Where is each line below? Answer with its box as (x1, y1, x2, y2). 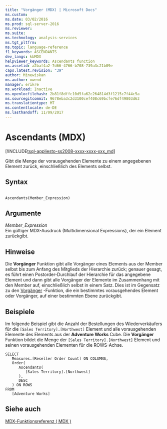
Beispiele (5, 307, 35, 316)
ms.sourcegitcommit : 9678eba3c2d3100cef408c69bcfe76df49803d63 (5, 96, 140, 101)
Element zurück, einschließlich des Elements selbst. (5, 163, 112, 169)
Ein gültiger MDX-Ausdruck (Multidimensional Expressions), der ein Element (5, 228, 161, 234)
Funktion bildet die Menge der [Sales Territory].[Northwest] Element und (5, 337, 160, 343)
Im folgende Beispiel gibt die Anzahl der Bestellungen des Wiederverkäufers (5, 321, 162, 327)
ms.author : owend (5, 77, 41, 82)
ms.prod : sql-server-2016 (5, 21, 59, 27)
